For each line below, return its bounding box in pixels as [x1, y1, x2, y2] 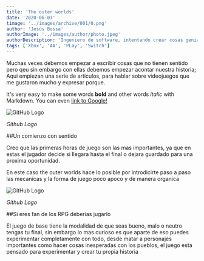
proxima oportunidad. [6, 157, 61, 164]
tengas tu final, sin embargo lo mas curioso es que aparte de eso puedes [6, 228, 189, 236]
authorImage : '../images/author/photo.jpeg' [6, 32, 121, 38]
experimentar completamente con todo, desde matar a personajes [6, 235, 172, 242]
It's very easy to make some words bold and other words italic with [6, 90, 175, 98]
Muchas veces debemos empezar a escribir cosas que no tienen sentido [6, 59, 188, 67]
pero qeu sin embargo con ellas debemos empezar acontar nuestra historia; [6, 66, 196, 73]
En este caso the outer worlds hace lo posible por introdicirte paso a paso [6, 168, 191, 176]
